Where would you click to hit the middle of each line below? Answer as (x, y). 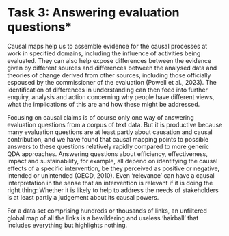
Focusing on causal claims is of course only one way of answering (100, 117)
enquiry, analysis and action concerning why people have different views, (111, 96)
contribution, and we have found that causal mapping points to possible (108, 139)
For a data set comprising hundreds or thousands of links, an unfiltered (107, 211)
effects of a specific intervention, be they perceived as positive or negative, (113, 168)
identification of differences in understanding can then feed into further (108, 90)
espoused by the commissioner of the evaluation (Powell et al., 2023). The (112, 82)
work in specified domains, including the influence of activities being (104, 53)
